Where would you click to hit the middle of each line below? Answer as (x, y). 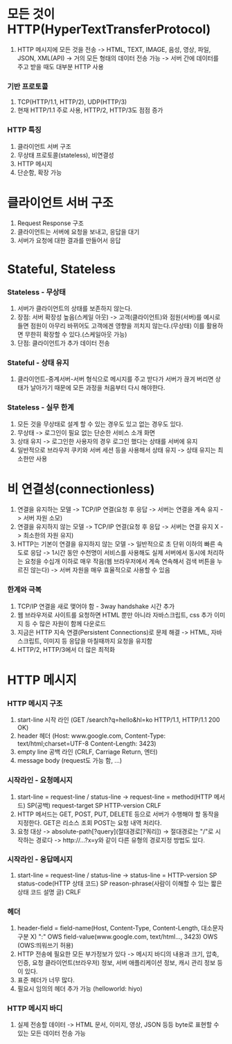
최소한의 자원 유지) (48, 536)
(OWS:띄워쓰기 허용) (45, 946)
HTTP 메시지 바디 (35, 1009)
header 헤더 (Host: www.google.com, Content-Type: (91, 736)
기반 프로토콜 (28, 86)
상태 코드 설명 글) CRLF (49, 892)
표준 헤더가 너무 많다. (46, 980)
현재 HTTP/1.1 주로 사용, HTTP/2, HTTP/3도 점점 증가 (90, 110)
